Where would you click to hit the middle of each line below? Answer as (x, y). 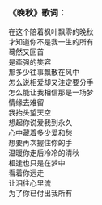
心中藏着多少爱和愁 (40, 133)
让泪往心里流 (30, 183)
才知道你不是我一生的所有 (51, 42)
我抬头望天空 (30, 113)
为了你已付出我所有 (40, 193)
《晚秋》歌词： (38, 12)
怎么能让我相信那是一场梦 (51, 92)
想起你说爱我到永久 (40, 123)
